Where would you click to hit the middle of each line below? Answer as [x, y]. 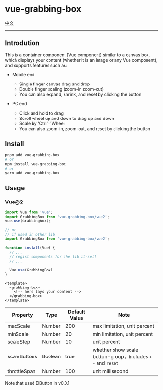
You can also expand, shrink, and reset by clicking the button [80, 94]
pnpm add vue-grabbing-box [32, 155]
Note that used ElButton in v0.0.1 [37, 383]
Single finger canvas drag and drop [55, 84]
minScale [18, 334]
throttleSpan [22, 371]
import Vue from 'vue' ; [29, 212]
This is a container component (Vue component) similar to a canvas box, [78, 55]
